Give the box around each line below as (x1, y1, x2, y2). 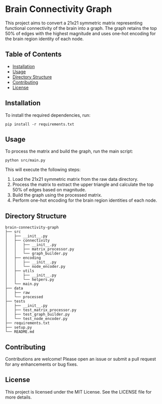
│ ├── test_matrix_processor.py (5, 308, 77, 313)
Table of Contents (5, 50, 62, 59)
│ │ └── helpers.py (5, 277, 55, 282)
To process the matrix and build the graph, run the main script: (5, 148, 133, 155)
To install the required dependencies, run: (5, 112, 91, 118)
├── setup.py (5, 325, 32, 330)
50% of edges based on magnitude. (12, 187, 86, 193)
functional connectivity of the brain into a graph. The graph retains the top (5, 25, 158, 31)
